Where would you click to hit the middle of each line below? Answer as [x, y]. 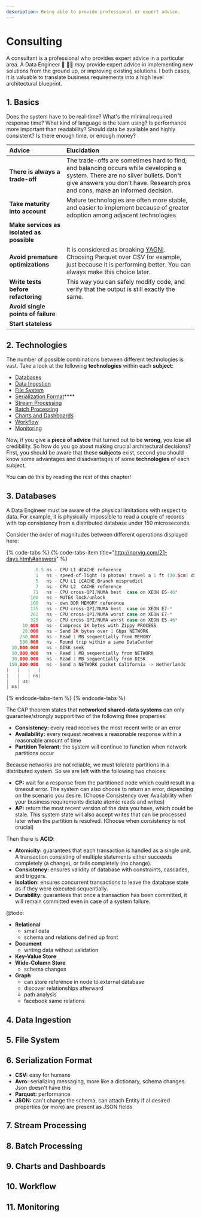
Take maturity [30, 204]
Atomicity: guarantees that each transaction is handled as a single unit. [103, 850]
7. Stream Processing [46, 1125]
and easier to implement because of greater [128, 208]
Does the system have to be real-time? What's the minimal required [89, 117]
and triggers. [31, 876]
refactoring [25, 297]
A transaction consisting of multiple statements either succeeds [93, 857]
